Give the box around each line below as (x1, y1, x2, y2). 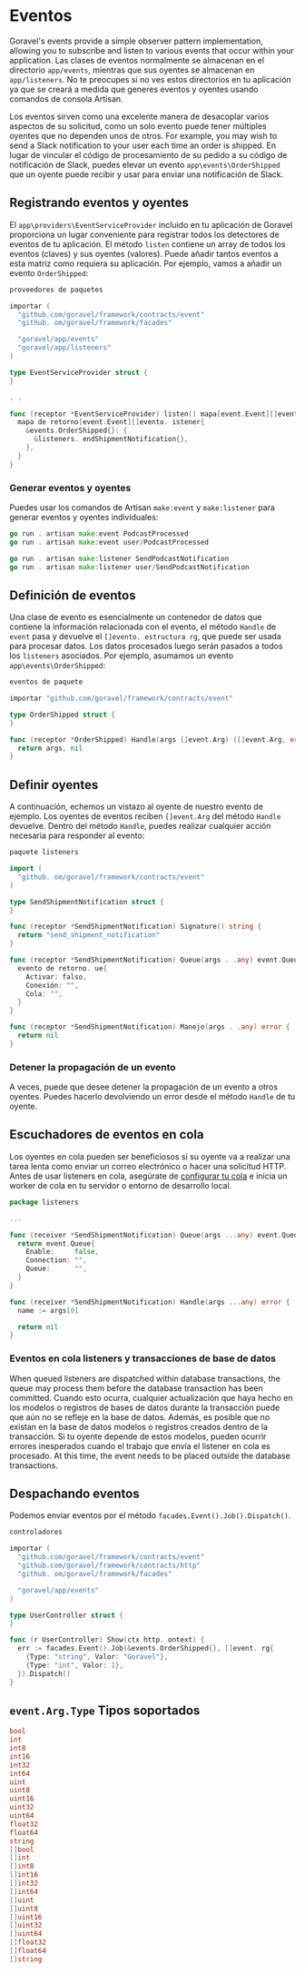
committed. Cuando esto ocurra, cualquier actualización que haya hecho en (9, 1392, 293, 1403)
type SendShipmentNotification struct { (9, 897, 165, 906)
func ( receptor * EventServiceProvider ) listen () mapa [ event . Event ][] (9, 409, 279, 419)
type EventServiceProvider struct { (9, 368, 148, 377)
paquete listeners (9, 848, 79, 857)
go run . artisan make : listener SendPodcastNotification (9, 554, 230, 563)
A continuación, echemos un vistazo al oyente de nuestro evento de (9, 801, 263, 813)
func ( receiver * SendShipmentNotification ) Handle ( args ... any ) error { (9, 1297, 290, 1307)
